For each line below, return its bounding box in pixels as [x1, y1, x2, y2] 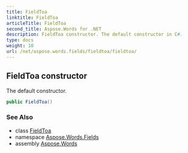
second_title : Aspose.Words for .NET [6, 25, 102, 32]
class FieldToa [15, 127, 52, 134]
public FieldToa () [6, 98, 53, 105]
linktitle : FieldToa [6, 15, 59, 21]
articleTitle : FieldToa [6, 20, 67, 26]
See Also [6, 113, 33, 121]
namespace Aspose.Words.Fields [15, 133, 99, 140]
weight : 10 [6, 43, 34, 49]
